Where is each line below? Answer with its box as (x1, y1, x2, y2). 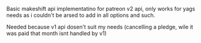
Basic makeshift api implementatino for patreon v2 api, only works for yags (6, 5, 195, 12)
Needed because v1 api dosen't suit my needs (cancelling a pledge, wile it (6, 24, 194, 30)
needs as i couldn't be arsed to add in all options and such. (6, 12, 155, 19)
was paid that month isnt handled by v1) (6, 30, 107, 37)
